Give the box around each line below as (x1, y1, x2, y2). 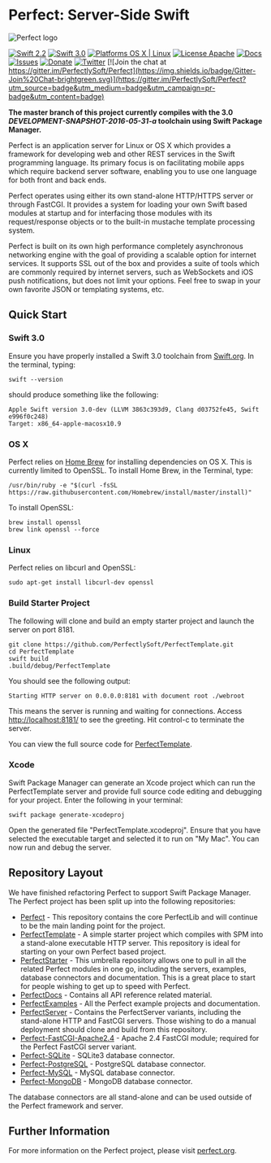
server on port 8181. (8, 624, 75, 634)
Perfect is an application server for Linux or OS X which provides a (8, 140, 231, 150)
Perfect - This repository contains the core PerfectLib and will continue (19, 912, 258, 921)
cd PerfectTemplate (8, 647, 75, 656)
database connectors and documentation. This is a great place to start (19, 973, 256, 982)
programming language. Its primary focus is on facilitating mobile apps (8, 157, 245, 168)
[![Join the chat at (106, 57, 167, 67)
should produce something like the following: (8, 389, 159, 400)
